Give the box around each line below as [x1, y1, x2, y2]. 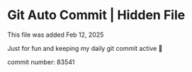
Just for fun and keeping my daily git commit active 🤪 [7, 44, 163, 52]
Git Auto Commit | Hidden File [7, 7, 186, 23]
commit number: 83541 [7, 57, 75, 66]
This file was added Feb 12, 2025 [7, 30, 104, 39]
